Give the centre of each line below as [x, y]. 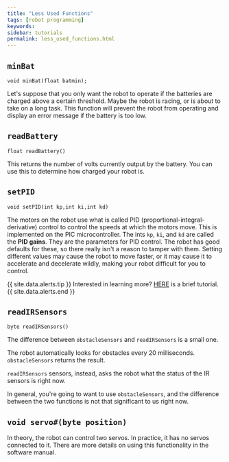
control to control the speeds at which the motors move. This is [128, 227]
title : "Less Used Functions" [50, 13]
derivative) [22, 227]
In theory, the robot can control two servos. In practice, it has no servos [108, 438]
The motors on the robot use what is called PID [73, 220]
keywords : [21, 26]
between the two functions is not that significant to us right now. [98, 402]
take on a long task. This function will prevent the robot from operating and [113, 108]
